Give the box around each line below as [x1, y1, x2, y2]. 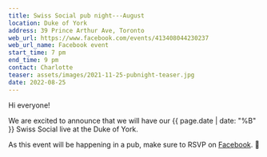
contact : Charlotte [8, 64, 74, 72]
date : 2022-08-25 [8, 78, 66, 86]
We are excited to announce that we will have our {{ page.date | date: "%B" [8, 116, 257, 125]
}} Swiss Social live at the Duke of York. [8, 124, 138, 134]
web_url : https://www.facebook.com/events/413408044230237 [8, 33, 209, 42]
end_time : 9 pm [8, 57, 59, 65]
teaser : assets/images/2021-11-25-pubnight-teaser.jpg [8, 71, 195, 79]
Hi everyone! [8, 100, 50, 110]
